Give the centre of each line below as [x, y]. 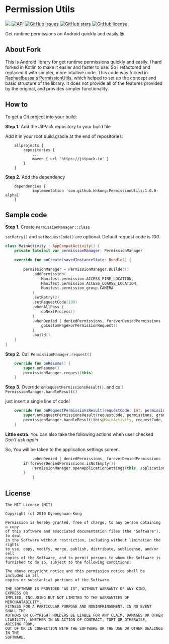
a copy [12, 527]
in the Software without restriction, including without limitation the [83, 540]
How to [17, 105]
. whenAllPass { [48, 307]
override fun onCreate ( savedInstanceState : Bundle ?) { [73, 260]
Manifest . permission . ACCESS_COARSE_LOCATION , [90, 283]
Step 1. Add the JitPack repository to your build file [58, 126]
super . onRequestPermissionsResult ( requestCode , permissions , [89, 415]
